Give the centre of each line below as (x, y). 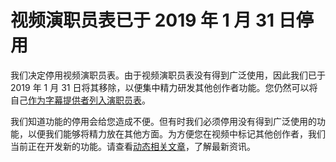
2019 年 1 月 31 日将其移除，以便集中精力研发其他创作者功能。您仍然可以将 (164, 87)
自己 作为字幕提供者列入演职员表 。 (80, 100)
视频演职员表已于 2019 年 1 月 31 (142, 20)
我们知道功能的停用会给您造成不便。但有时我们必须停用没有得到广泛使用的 (163, 121)
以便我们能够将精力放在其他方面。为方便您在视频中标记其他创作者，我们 (176, 133)
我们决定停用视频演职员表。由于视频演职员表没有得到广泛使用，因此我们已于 (168, 75)
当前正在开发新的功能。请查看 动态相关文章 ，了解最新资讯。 (133, 146)
